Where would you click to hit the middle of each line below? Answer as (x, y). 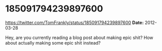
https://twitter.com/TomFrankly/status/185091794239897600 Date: (74, 22)
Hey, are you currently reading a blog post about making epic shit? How (79, 37)
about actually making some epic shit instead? (53, 42)
